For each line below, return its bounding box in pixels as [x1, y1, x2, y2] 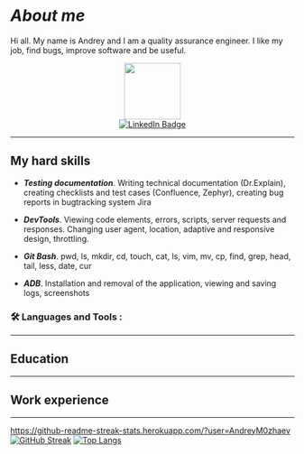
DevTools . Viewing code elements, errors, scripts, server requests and [23, 214, 287, 225]
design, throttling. [23, 233, 89, 244]
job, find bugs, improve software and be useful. [10, 44, 187, 55]
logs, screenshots [23, 287, 90, 298]
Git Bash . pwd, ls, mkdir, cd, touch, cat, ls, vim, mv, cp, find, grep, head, [23, 250, 291, 262]
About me [10, 5, 86, 26]
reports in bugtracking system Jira [23, 196, 152, 208]
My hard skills [10, 153, 91, 169]
